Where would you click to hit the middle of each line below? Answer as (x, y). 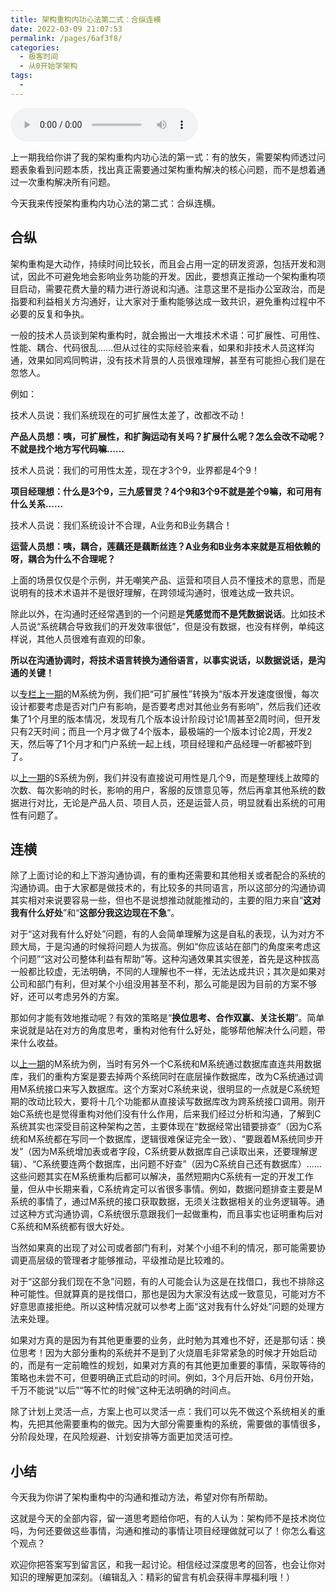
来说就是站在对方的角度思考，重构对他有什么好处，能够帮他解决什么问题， (163, 1030)
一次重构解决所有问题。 (67, 182)
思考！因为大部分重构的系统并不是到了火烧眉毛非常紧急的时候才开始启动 (167, 1353)
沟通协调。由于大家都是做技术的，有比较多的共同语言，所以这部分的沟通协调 (168, 888)
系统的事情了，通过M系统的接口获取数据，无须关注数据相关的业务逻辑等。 (163, 1202)
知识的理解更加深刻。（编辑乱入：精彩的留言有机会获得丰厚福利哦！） (152, 1577)
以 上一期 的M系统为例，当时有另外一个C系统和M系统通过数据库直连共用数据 (166, 1064)
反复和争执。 (63, 313)
